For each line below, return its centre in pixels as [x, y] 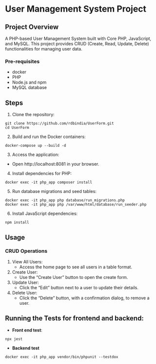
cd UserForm [17, 128]
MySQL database [29, 87]
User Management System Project [76, 9]
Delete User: [25, 293]
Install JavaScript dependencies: [45, 214]
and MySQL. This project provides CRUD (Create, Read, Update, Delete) [77, 44]
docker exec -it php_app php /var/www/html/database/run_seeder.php [76, 205]
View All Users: [27, 261]
